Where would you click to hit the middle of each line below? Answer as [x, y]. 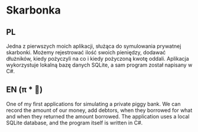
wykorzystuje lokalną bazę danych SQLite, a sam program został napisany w [99, 65]
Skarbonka [33, 10]
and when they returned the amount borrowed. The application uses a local [98, 116]
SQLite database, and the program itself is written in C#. [74, 123]
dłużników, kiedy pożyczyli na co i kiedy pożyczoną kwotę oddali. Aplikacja [98, 59]
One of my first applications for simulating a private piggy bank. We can [93, 104]
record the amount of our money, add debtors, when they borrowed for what [99, 110]
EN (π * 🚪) [25, 90]
